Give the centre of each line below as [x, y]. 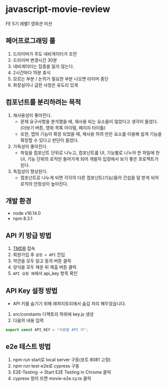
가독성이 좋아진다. [30, 146]
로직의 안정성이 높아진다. [44, 184]
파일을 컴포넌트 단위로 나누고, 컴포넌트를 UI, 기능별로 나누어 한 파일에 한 [90, 153]
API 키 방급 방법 [29, 235]
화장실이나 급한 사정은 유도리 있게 [45, 85]
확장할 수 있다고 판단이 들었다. [49, 140]
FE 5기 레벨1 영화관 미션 [29, 23]
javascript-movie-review [58, 9]
